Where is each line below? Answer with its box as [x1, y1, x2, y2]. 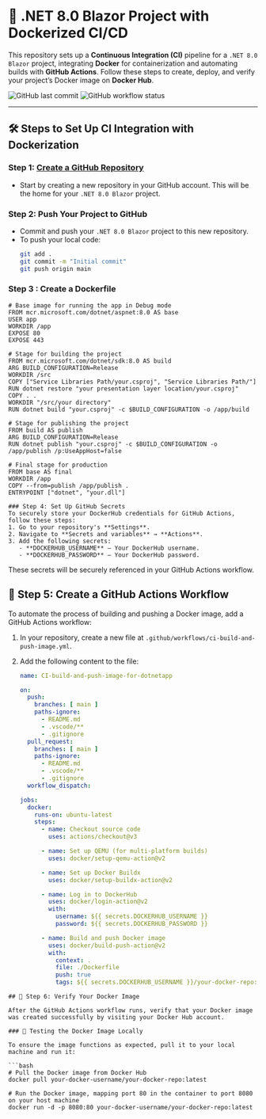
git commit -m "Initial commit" [19, 257, 127, 265]
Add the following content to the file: [19, 657, 139, 666]
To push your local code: [19, 234, 101, 244]
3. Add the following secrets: [8, 537, 112, 545]
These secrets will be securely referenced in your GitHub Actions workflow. [8, 565, 255, 574]
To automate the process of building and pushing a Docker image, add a [8, 609, 244, 618]
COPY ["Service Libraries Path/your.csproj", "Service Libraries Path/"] [8, 378, 257, 386]
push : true [55, 971, 92, 979]
